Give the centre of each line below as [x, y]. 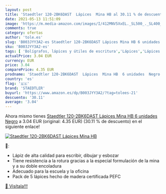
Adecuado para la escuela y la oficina [50, 171]
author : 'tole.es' [24, 38]
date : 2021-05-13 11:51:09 [33, 19]
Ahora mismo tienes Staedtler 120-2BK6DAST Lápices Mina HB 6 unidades [81, 116]
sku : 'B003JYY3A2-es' [27, 47]
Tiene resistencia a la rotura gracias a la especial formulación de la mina [86, 161]
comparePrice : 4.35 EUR [30, 70]
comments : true [21, 28]
